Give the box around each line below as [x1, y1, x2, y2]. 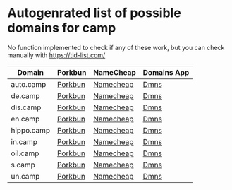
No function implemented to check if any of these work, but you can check [7, 43, 225, 52]
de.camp [11, 90, 40, 100]
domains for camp [7, 20, 116, 36]
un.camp [11, 171, 40, 181]
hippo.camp [11, 125, 51, 135]
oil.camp [11, 148, 39, 158]
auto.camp [11, 79, 47, 89]
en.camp [11, 114, 40, 124]
